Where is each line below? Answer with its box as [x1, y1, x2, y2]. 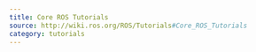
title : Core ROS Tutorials [9, 12, 109, 22]
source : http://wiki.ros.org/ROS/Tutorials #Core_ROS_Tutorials [9, 21, 248, 30]
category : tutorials [9, 29, 86, 38]
